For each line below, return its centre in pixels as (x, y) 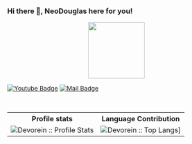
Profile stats (52, 119)
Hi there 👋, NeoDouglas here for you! (70, 11)
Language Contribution (141, 119)
